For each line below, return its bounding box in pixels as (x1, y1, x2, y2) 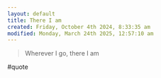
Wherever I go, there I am (24, 49, 99, 58)
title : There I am (7, 17, 62, 24)
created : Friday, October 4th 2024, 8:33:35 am (7, 23, 151, 30)
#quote (7, 63, 28, 71)
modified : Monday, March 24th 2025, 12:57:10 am (7, 30, 154, 37)
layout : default (7, 10, 55, 18)
